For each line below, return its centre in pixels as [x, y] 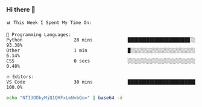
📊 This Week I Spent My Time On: [49, 23]
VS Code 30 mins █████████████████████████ [101, 82]
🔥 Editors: [20, 77]
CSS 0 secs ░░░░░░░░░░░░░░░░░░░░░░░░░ [101, 61]
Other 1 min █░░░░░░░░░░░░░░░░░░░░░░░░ [101, 50]
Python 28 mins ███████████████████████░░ [101, 40]
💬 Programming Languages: [39, 35]
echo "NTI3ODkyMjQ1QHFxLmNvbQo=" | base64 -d [64, 98]
